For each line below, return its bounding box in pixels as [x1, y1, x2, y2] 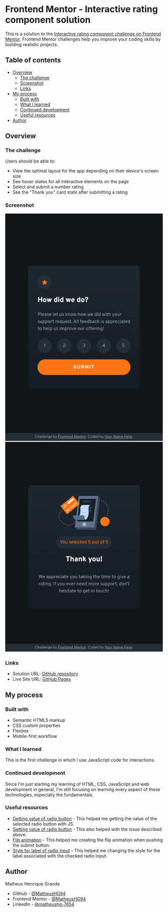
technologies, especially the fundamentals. [5, 792, 94, 798]
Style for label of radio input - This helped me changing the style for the [12, 847, 160, 853]
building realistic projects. [5, 41, 58, 47]
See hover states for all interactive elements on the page [12, 179, 129, 185]
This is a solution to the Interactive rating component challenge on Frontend [5, 31, 161, 37]
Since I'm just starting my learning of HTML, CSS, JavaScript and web [5, 781, 149, 787]
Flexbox [12, 727, 29, 733]
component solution [5, 14, 91, 26]
